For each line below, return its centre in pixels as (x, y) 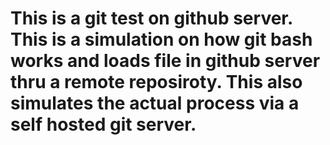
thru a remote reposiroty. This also (156, 82)
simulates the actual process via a (155, 103)
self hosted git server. (103, 124)
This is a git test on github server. (151, 18)
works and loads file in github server (165, 61)
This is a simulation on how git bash (161, 39)
